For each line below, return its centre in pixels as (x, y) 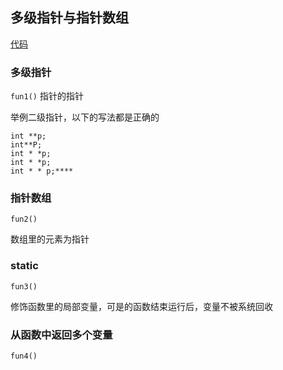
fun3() (24, 286)
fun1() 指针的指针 (47, 96)
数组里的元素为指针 (50, 239)
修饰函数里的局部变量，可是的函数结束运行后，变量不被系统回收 (141, 306)
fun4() (24, 356)
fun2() (24, 219)
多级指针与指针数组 (69, 18)
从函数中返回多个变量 (61, 335)
